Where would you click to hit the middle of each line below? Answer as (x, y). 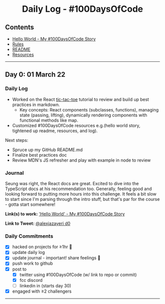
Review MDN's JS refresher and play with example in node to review (82, 160)
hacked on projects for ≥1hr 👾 (42, 247)
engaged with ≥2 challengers (42, 291)
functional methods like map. (49, 120)
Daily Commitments (29, 236)
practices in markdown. (36, 105)
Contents (20, 27)
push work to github (32, 263)
